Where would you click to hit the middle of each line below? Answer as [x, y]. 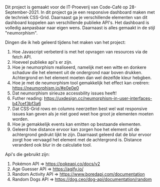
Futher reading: [27, 98]
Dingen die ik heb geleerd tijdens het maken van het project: [65, 42]
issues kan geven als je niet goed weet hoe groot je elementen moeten [83, 114]
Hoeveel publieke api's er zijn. [42, 62]
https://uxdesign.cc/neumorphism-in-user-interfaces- [98, 98]
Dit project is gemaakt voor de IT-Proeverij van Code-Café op [66, 7]
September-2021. [22, 12]
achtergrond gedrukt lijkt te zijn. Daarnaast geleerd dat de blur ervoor [82, 134]
